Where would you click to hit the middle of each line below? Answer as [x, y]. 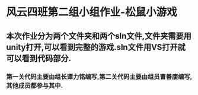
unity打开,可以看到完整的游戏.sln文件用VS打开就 [96, 47]
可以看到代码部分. [39, 58]
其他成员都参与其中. [35, 85]
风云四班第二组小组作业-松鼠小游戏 [92, 12]
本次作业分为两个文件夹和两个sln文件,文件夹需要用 [99, 36]
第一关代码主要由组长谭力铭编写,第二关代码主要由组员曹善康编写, [99, 77]
